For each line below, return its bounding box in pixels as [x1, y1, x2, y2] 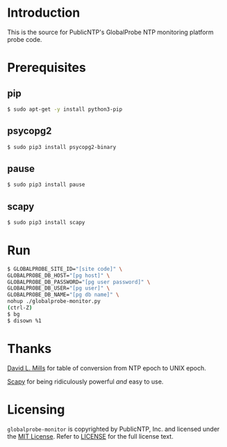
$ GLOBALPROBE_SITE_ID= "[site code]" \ [7, 265, 123, 272]
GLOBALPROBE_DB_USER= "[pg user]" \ [7, 285, 110, 292]
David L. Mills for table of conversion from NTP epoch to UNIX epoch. [7, 363, 206, 372]
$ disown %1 [7, 317, 42, 324]
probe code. [7, 35, 42, 43]
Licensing [7, 402, 65, 417]
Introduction [7, 5, 81, 21]
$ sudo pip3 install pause [7, 181, 85, 189]
